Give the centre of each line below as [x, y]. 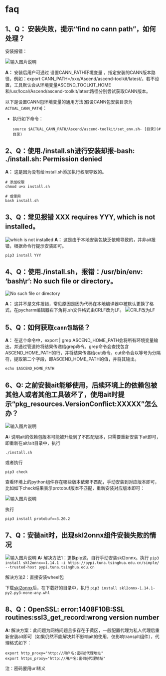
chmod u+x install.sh [28, 186]
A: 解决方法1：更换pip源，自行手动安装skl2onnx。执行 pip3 [98, 557]
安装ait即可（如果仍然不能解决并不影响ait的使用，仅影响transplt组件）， [82, 636]
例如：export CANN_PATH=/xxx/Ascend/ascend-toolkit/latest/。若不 [84, 79]
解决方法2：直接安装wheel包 [34, 577]
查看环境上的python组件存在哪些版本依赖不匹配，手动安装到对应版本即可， [82, 482]
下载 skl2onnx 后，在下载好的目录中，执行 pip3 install [61, 587]
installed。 [22, 227]
